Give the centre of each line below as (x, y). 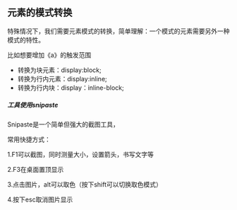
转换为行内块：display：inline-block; (71, 88)
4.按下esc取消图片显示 (40, 199)
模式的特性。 (26, 40)
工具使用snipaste (33, 105)
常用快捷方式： (29, 139)
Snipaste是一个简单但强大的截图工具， (63, 124)
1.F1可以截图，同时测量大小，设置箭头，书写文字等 (80, 154)
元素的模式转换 (40, 13)
